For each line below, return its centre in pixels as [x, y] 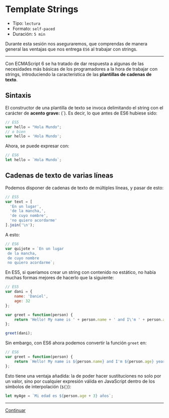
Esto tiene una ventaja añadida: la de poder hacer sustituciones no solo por [83, 376]
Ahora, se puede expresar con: [37, 146]
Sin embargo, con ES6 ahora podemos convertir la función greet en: [76, 343]
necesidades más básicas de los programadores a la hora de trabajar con [81, 69]
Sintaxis [18, 96]
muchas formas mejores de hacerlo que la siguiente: [60, 278]
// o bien [16, 132]
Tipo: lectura [26, 23]
